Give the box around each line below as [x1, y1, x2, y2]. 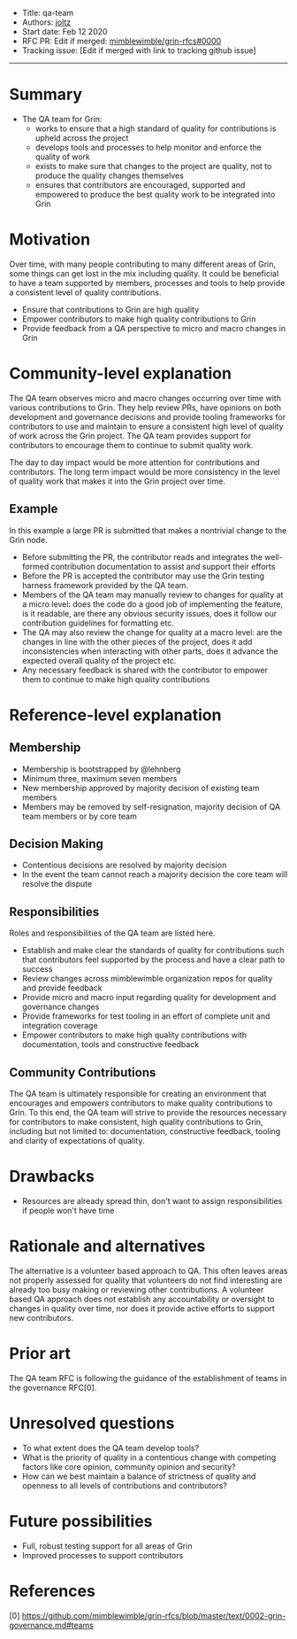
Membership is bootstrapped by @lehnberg [21, 764, 181, 774]
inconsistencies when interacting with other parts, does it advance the [21, 646, 278, 656]
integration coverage [21, 1021, 99, 1031]
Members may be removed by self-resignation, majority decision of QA [21, 801, 281, 812]
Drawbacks [9, 1167, 95, 1186]
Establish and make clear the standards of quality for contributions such [21, 945, 285, 956]
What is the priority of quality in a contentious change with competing [21, 1452, 277, 1463]
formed [21, 561, 49, 571]
